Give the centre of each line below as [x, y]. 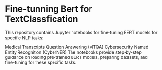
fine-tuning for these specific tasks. [41, 62]
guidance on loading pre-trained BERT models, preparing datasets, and [77, 57]
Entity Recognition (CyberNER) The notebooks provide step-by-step [73, 52]
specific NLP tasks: [24, 38]
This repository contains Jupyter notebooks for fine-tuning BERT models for [81, 32]
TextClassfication [42, 19]
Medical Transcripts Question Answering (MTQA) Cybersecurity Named [77, 47]
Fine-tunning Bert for [49, 9]
